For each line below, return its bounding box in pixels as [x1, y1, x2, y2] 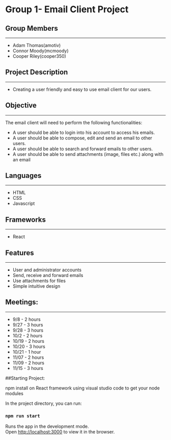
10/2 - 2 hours [12, 332, 43, 338]
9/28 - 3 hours [12, 327, 44, 333]
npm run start [5, 413, 40, 419]
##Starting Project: [5, 375, 45, 381]
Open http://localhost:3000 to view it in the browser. [5, 429, 115, 435]
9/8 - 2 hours [12, 316, 41, 322]
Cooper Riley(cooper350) [12, 53, 66, 59]
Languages [5, 171, 42, 180]
